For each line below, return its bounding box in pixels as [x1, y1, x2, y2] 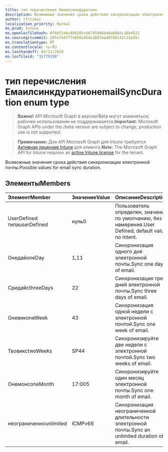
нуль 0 [71, 218, 86, 225]
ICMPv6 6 [71, 420, 94, 427]
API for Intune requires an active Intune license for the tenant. [17, 150, 144, 156]
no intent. [114, 234, 137, 241]
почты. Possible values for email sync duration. [5, 165, 101, 171]
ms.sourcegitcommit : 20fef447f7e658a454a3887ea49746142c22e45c [5, 36, 140, 41]
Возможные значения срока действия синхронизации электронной [5, 159, 150, 165]
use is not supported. [17, 129, 61, 135]
